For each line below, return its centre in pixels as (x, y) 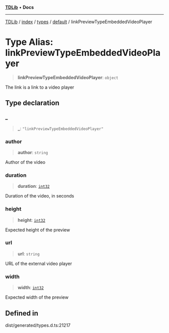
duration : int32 (33, 186)
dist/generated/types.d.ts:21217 (38, 325)
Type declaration (32, 103)
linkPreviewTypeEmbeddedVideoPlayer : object (68, 77)
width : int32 (31, 288)
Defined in (22, 313)
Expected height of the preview (38, 230)
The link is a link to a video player (40, 87)
